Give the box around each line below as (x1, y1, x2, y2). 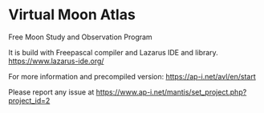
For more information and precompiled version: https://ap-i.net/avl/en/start (8, 71, 257, 81)
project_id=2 (8, 95, 51, 105)
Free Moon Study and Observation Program (8, 32, 152, 42)
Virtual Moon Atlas (8, 6, 136, 24)
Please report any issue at (8, 87, 95, 97)
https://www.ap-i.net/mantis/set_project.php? (95, 87, 247, 97)
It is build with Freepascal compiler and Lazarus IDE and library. (8, 47, 218, 57)
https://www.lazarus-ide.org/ (8, 56, 104, 66)
